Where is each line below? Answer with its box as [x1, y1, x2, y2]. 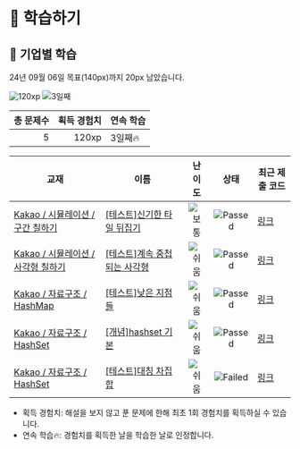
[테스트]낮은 [105, 287, 154, 299]
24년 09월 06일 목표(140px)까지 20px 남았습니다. [9, 72, 185, 82]
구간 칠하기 [13, 222, 58, 233]
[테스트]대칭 [105, 365, 154, 377]
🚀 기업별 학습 [9, 47, 78, 62]
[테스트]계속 [105, 248, 154, 259]
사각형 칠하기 [13, 261, 66, 273]
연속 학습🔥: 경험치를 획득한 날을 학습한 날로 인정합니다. [21, 430, 214, 440]
